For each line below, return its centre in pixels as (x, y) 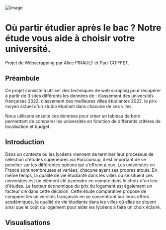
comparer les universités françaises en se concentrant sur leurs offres (77, 196)
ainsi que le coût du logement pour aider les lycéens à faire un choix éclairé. (83, 207)
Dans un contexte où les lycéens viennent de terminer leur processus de (80, 154)
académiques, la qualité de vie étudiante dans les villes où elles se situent (81, 202)
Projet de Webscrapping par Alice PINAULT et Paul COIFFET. (67, 63)
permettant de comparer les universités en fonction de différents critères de (83, 121)
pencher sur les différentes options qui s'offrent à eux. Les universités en (80, 165)
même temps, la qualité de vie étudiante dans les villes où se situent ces (79, 175)
